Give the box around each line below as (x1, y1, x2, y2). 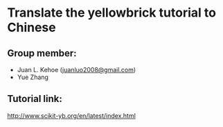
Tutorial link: (7, 93, 62, 105)
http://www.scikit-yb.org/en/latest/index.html (7, 111, 136, 119)
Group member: (7, 47, 78, 59)
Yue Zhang (17, 73, 48, 81)
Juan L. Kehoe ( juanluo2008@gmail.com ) (17, 66, 136, 74)
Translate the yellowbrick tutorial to (7, 5, 217, 21)
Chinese (7, 19, 57, 35)
